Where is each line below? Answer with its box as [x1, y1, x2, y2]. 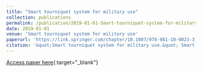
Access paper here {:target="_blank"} [6, 58, 99, 66]
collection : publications [6, 14, 71, 20]
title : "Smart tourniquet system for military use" [6, 8, 138, 15]
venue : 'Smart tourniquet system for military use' [6, 31, 138, 37]
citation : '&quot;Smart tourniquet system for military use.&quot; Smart [6, 43, 195, 49]
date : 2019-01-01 [6, 25, 50, 32]
